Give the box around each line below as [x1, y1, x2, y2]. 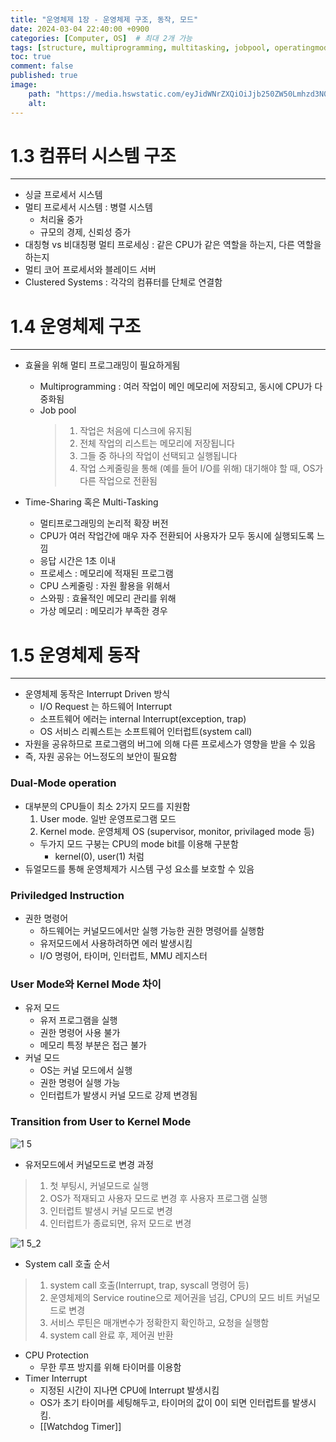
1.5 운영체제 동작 [10, 644, 140, 666]
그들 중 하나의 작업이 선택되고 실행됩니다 [79, 450, 238, 462]
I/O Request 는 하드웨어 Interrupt [39, 701, 173, 713]
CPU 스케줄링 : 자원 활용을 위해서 [39, 580, 171, 592]
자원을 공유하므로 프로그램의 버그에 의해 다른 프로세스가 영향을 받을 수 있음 [24, 738, 317, 750]
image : [10, 80, 38, 90]
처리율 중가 [39, 214, 83, 226]
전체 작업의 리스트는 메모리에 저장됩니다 [79, 437, 235, 450]
